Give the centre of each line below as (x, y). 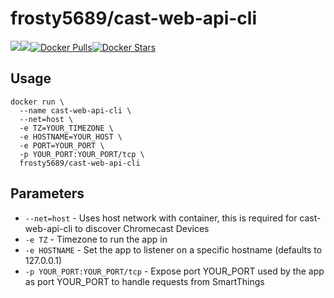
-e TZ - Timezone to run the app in (96, 239)
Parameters (47, 193)
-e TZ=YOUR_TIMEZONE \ (66, 128)
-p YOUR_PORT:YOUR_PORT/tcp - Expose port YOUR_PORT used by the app (174, 271)
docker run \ (37, 102)
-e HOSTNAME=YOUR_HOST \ (71, 137)
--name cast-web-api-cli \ (75, 110)
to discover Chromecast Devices (142, 228)
